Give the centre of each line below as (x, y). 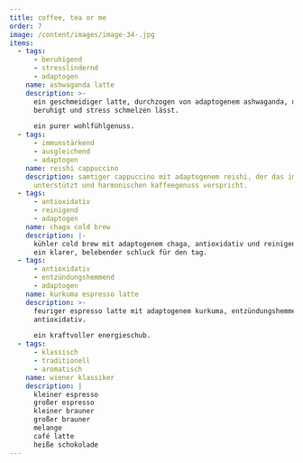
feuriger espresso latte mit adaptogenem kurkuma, (130, 311)
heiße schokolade (66, 444)
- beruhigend (58, 60)
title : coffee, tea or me (58, 18)
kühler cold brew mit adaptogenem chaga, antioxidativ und (146, 244)
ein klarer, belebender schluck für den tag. (120, 252)
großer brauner (62, 420)
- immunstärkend (64, 144)
